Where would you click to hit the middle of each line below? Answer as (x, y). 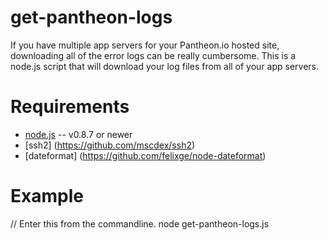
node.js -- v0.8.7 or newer (78, 134)
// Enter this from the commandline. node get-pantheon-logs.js (140, 223)
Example (47, 196)
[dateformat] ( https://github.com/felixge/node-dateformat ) (145, 155)
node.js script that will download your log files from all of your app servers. (165, 66)
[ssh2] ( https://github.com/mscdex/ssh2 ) (110, 145)
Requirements (70, 107)
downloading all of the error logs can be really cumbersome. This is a (153, 55)
